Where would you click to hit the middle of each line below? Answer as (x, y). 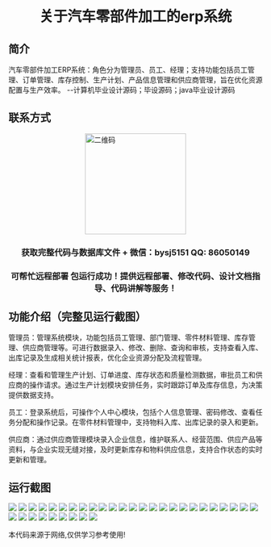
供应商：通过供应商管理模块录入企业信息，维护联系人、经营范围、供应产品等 (135, 440)
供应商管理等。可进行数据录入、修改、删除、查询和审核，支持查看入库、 (142, 348)
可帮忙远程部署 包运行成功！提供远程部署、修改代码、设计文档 (131, 276)
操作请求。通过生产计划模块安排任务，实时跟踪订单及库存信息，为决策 (146, 385)
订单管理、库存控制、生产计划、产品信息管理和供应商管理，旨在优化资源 (142, 80)
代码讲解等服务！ (144, 288)
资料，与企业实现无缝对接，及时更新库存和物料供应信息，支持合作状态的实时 (135, 449)
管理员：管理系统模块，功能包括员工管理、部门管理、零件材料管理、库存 (128, 338)
